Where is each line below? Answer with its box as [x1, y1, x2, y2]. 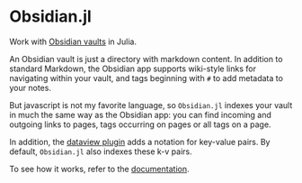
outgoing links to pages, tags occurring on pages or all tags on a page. [9, 119, 271, 130]
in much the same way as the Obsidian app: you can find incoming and [9, 109, 272, 120]
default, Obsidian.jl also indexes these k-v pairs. [9, 146, 193, 157]
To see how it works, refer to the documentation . [9, 163, 190, 174]
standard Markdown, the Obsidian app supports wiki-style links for [9, 63, 256, 74]
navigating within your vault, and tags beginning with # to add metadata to [9, 72, 283, 83]
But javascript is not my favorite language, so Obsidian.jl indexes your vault [9, 99, 293, 110]
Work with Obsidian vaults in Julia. [9, 36, 138, 47]
